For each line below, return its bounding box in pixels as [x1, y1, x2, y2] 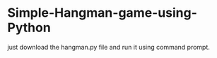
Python [7, 20, 51, 36]
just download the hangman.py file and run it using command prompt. [7, 43, 211, 51]
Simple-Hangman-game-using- [7, 5, 198, 21]
